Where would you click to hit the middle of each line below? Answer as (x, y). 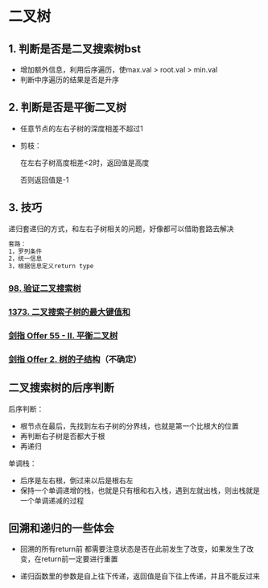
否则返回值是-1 (44, 180)
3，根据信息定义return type (51, 267)
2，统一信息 (25, 259)
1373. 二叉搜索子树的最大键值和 (70, 312)
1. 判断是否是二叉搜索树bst (75, 49)
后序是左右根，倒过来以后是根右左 (76, 480)
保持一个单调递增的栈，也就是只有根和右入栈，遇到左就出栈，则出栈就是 (140, 490)
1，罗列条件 (25, 251)
